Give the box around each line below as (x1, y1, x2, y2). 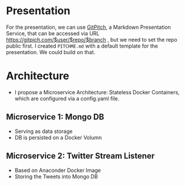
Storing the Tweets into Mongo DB (14, 172, 98, 180)
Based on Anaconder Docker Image (14, 167, 101, 174)
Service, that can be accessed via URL (6, 29, 100, 36)
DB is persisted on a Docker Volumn (14, 134, 102, 141)
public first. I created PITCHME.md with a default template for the (6, 42, 159, 49)
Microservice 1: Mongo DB (6, 112, 105, 122)
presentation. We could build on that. (6, 48, 96, 55)
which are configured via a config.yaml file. (14, 95, 120, 102)
